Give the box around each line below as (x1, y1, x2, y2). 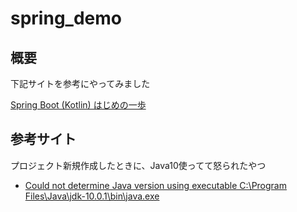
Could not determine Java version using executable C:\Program (24, 179, 287, 191)
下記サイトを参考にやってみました (10, 78, 151, 89)
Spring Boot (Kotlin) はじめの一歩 (10, 99, 147, 111)
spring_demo (10, 7, 122, 30)
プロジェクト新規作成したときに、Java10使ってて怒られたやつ (10, 159, 267, 171)
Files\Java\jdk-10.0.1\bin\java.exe (24, 190, 160, 202)
